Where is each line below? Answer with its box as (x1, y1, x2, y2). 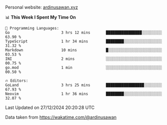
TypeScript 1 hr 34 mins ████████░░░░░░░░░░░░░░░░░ (5, 39, 162, 44)
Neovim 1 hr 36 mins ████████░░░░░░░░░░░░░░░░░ (5, 91, 162, 96)
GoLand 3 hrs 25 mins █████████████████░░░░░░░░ (5, 82, 162, 87)
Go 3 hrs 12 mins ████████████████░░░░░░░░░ (5, 30, 162, 35)
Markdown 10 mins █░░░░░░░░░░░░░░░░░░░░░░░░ (5, 47, 162, 52)
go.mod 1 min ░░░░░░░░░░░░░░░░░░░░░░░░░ (5, 65, 162, 70)
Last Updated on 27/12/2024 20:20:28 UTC (5, 104, 95, 110)
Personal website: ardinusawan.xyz (5, 4, 78, 10)
